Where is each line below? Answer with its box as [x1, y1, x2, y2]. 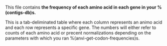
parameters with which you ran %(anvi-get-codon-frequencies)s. [5, 35, 140, 41]
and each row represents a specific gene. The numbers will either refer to [5, 24, 157, 30]
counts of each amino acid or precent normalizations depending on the [5, 30, 151, 35]
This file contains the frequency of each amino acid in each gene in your [5, 4, 157, 10]
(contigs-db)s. [5, 9, 36, 15]
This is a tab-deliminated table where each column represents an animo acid [5, 19, 163, 25]
